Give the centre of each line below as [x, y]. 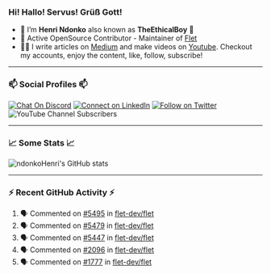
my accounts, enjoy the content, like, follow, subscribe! [111, 56]
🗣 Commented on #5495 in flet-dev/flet [87, 213]
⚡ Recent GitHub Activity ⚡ [62, 192]
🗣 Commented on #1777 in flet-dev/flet [85, 262]
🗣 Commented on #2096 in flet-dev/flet [87, 250]
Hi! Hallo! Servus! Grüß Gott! [65, 12]
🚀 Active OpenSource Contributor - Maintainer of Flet [108, 38]
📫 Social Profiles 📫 [48, 85]
